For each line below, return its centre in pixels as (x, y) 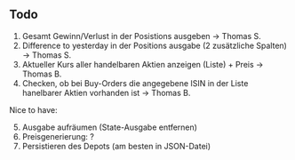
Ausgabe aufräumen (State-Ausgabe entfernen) (110, 127)
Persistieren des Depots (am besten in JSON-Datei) (116, 146)
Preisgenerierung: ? (58, 136)
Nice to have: (33, 109)
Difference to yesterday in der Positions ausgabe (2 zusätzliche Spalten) (154, 45)
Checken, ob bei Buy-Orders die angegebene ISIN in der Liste (135, 83)
